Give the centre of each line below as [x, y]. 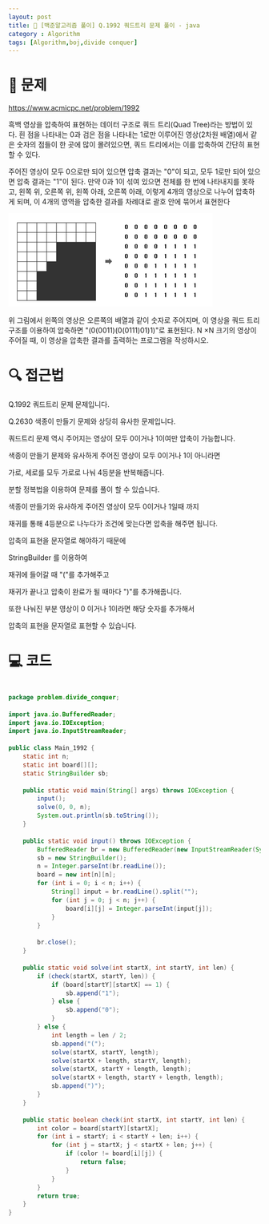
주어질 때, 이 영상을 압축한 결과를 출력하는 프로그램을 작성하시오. [109, 340]
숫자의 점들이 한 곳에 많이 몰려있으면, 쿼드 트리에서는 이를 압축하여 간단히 [131, 145]
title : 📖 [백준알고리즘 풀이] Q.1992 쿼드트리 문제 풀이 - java [104, 25]
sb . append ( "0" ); [92, 1010]
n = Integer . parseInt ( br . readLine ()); [102, 866]
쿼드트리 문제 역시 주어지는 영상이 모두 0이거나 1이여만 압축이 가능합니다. [122, 439]
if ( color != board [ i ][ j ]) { [114, 1154]
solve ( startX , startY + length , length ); [121, 1069]
